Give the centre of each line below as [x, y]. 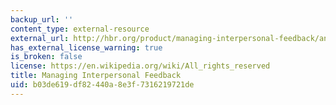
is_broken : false [46, 57]
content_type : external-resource [80, 29]
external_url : [40, 38]
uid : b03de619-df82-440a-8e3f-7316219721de [102, 85]
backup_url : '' [42, 19]
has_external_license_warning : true [86, 47]
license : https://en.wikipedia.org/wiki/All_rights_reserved [140, 66]
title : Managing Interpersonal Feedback [96, 76]
